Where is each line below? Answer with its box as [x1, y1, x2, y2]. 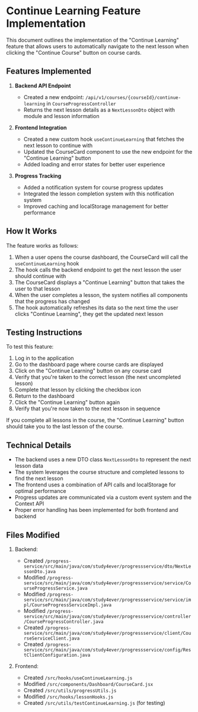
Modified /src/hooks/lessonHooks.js [23, 693, 114, 700]
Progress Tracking [14, 172, 62, 179]
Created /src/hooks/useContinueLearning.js [23, 674, 133, 681]
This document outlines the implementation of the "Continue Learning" [6, 36, 179, 43]
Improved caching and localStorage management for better [23, 202, 169, 210]
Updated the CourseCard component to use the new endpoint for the [23, 148, 193, 155]
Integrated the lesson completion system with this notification [23, 190, 174, 197]
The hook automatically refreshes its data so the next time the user [14, 304, 179, 311]
